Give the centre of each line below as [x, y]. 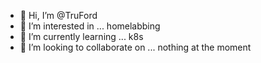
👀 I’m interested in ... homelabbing [90, 26]
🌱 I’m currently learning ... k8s [81, 36]
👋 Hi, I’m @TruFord [58, 15]
